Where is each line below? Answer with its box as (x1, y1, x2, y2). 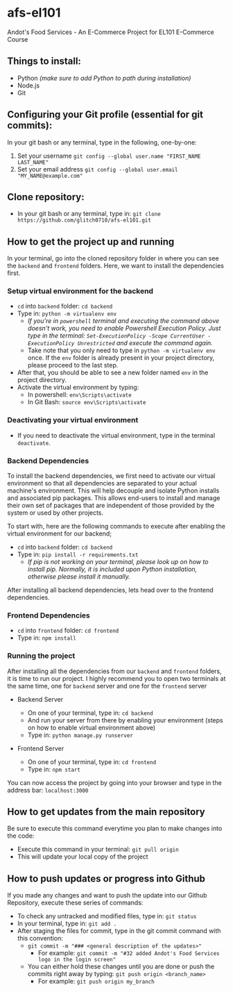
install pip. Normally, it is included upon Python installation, (27, 565, 198, 574)
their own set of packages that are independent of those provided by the (7, 502, 215, 510)
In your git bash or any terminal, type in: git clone (17, 210, 161, 218)
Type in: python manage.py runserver (27, 731, 134, 739)
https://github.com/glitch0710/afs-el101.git (17, 217, 151, 224)
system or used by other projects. (7, 509, 104, 517)
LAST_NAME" (17, 158, 49, 166)
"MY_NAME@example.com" (17, 172, 83, 179)
